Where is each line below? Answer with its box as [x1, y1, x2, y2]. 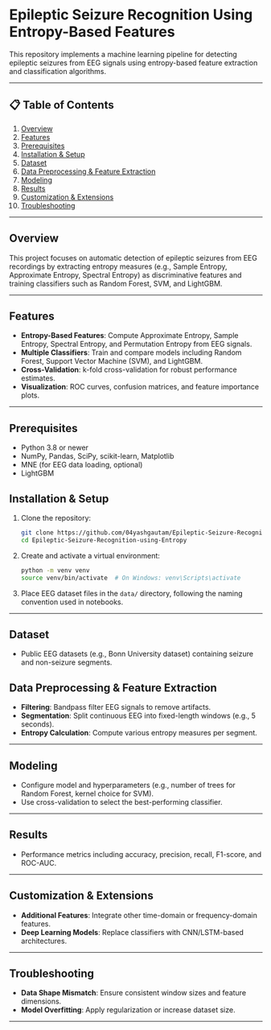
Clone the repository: [20, 513, 92, 522]
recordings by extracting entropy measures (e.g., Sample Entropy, [9, 262, 228, 271]
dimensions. [20, 996, 62, 1007]
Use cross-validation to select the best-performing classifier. [20, 797, 223, 806]
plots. [20, 390, 40, 400]
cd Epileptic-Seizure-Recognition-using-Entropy [20, 536, 187, 544]
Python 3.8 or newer [20, 443, 89, 452]
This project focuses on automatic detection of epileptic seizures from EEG [9, 253, 258, 262]
